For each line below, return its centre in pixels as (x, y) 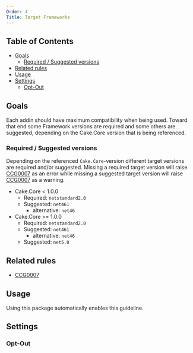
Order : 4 (17, 12)
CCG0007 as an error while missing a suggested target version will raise (94, 174)
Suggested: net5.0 (46, 242)
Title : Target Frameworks (38, 17)
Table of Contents (40, 41)
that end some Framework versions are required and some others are (91, 127)
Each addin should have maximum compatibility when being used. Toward (97, 120)
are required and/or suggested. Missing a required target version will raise (97, 168)
